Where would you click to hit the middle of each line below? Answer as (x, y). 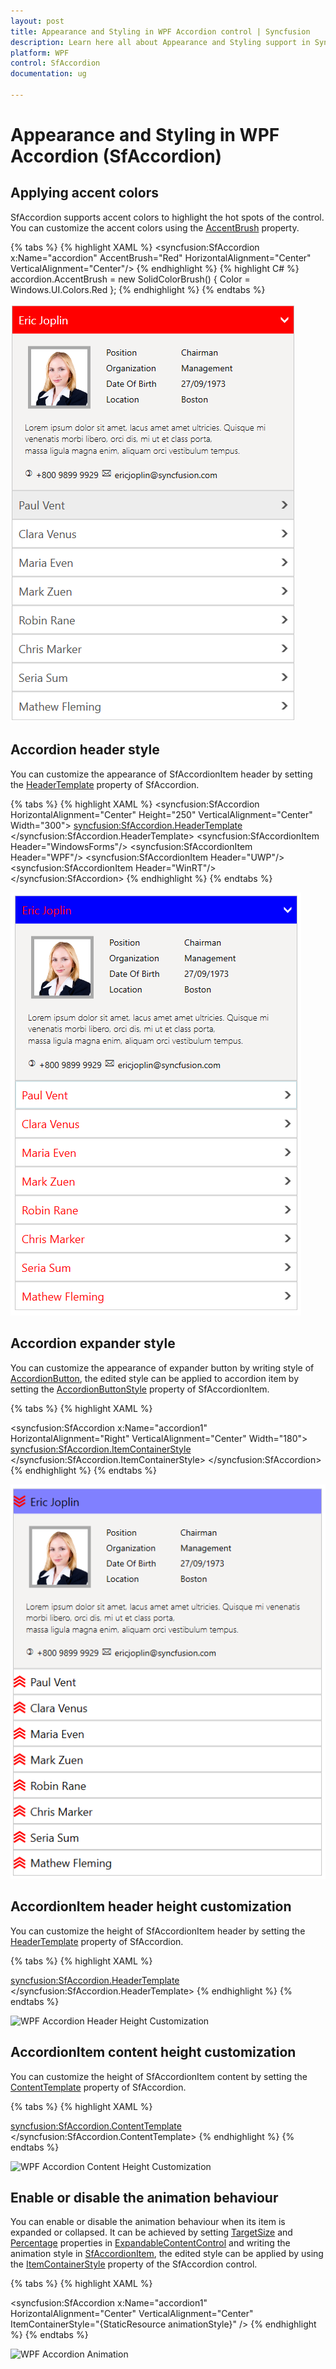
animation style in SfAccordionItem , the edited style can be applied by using (167, 2254)
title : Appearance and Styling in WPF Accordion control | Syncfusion (160, 31)
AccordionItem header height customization (151, 1906)
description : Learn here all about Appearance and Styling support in (160, 42)
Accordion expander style (93, 1343)
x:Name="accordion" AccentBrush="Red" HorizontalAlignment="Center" (161, 257)
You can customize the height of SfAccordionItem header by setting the (158, 1931)
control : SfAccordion (55, 63)
